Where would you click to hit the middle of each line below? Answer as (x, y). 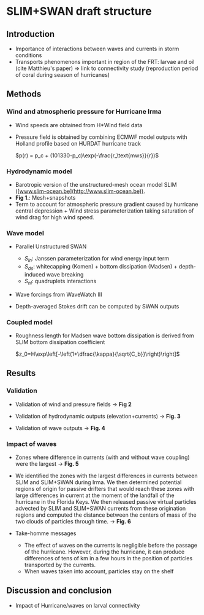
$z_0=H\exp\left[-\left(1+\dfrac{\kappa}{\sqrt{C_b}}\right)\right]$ (97, 354)
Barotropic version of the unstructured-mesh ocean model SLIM (96, 184)
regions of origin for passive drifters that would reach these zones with (105, 488)
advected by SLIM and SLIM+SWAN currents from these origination (100, 508)
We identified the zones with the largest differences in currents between (106, 476)
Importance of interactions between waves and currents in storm (97, 49)
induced (35, 274)
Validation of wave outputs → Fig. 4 (60, 428)
